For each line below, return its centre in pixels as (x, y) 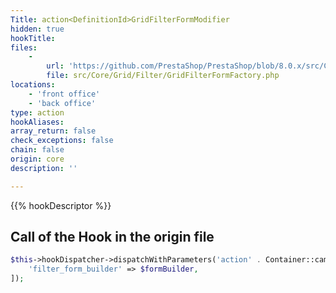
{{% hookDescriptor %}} (61, 205)
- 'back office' (62, 103)
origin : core (37, 159)
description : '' (44, 168)
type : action (37, 112)
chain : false (37, 150)
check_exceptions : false (62, 141)
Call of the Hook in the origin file (112, 237)
